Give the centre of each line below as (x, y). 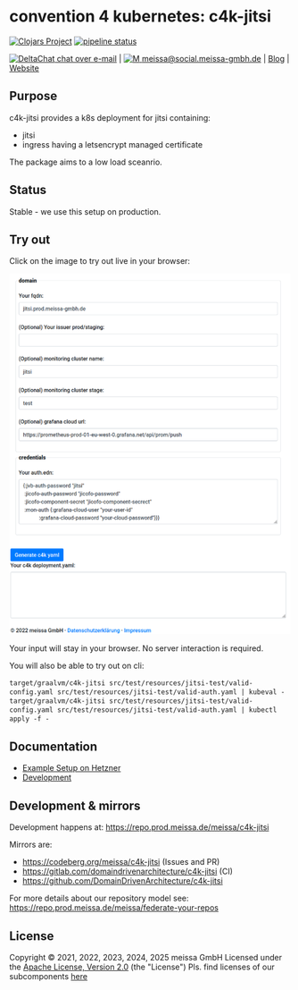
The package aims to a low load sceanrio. (86, 162)
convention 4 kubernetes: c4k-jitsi (141, 17)
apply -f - (29, 719)
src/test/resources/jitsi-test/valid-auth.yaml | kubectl (167, 710)
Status (28, 190)
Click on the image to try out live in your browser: (99, 261)
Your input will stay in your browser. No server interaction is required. (137, 648)
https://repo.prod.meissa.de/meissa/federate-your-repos (114, 908)
